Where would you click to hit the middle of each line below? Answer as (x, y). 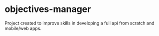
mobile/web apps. (23, 28)
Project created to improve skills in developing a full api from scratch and (79, 23)
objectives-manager (48, 9)
